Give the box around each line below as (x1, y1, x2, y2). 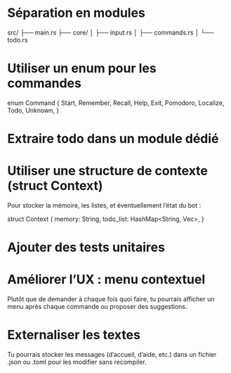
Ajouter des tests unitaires (7, 239, 165, 255)
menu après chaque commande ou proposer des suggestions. (7, 303, 187, 311)
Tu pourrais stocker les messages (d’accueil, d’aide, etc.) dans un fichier (7, 350, 217, 359)
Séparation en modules (7, 5, 146, 21)
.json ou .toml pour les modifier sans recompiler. (7, 358, 147, 367)
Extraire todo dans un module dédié (7, 131, 219, 147)
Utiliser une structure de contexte (7, 163, 209, 179)
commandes (7, 75, 82, 91)
